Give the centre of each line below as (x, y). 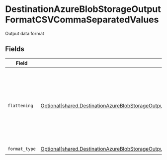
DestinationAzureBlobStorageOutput (83, 9)
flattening (20, 106)
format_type (22, 149)
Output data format (25, 33)
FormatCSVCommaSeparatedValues (82, 20)
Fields (15, 49)
